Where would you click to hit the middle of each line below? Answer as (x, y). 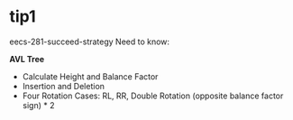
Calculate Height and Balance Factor (90, 76)
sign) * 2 (38, 105)
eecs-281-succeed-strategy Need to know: (89, 42)
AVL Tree (27, 59)
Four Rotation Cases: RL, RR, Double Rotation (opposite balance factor (153, 96)
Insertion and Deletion (64, 86)
